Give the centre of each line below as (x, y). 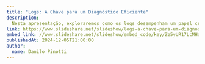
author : (16, 46)
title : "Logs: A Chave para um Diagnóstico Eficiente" (77, 12)
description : (23, 18)
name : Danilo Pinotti (39, 52)
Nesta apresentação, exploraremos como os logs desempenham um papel (102, 23)
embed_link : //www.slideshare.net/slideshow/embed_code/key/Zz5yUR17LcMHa (103, 35)
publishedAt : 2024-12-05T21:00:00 (50, 40)
